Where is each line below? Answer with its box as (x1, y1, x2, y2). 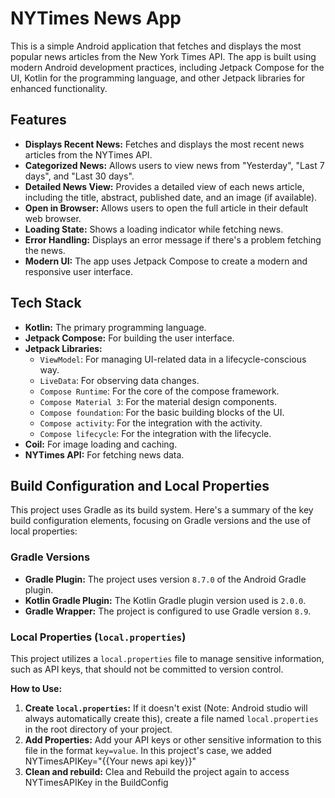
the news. (24, 244, 66, 256)
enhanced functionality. (10, 82, 108, 94)
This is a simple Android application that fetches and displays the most (10, 40, 302, 52)
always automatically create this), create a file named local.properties (24, 712, 319, 724)
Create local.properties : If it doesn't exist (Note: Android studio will (24, 702, 308, 714)
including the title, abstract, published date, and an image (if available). (24, 191, 318, 203)
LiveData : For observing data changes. (39, 374, 200, 386)
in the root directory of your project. (24, 723, 173, 735)
